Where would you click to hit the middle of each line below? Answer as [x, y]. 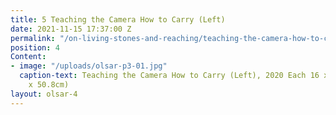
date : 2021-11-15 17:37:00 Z [71, 29]
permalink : [33, 38]
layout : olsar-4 [44, 94]
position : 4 [35, 47]
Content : [28, 57]
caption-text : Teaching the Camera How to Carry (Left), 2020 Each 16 [169, 76]
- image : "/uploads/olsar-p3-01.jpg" [89, 66]
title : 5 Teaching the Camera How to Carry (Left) [118, 19]
